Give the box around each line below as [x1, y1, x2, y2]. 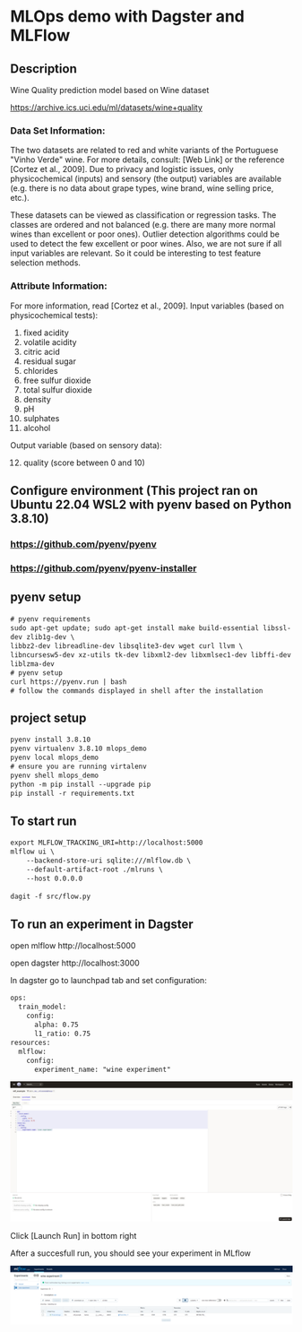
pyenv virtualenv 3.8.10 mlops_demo [10, 744, 147, 754]
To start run [10, 813, 77, 828]
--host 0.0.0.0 [26, 874, 83, 884]
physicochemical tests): [10, 309, 99, 320]
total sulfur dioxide [22, 384, 93, 395]
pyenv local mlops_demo [10, 753, 99, 763]
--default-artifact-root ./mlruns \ [26, 865, 164, 875]
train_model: [18, 1002, 67, 1012]
